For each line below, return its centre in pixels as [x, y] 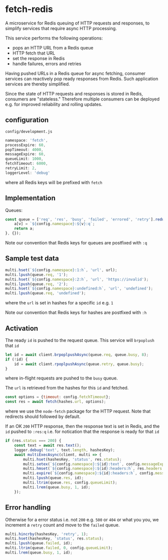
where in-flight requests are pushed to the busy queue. [61, 378]
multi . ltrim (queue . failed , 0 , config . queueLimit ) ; [59, 548]
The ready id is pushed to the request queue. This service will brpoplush [80, 340]
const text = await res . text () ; [48, 445]
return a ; [24, 228]
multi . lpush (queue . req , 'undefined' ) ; [45, 293]
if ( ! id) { [16, 359]
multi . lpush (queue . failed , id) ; [39, 543]
